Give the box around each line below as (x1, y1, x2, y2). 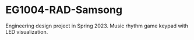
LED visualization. (5, 28, 48, 35)
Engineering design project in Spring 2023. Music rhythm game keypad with (5, 22, 189, 29)
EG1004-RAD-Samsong (5, 3, 123, 17)
